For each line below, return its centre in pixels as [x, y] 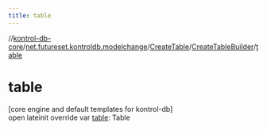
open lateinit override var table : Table [70, 117]
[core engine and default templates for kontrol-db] [91, 109]
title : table [30, 15]
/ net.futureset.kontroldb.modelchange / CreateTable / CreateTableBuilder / [139, 46]
